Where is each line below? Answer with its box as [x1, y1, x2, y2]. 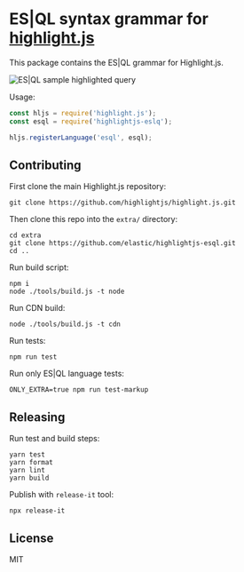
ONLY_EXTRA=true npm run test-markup [9, 385, 149, 394]
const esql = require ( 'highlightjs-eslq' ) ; [9, 116, 173, 126]
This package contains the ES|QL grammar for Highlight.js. [9, 57, 224, 68]
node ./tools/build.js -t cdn [9, 320, 122, 329]
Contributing [9, 157, 82, 172]
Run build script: [9, 262, 69, 273]
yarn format [9, 458, 53, 467]
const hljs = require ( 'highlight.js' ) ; [9, 108, 157, 117]
